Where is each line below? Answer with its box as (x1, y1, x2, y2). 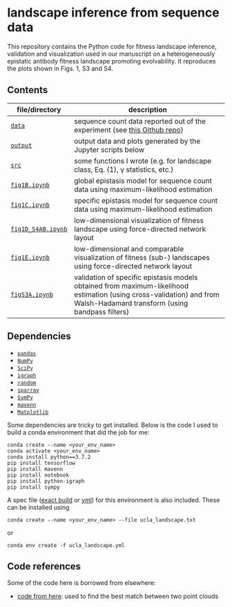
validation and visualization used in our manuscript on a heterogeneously (7, 50, 215, 58)
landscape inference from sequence (7, 5, 220, 21)
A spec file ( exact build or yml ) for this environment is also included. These (7, 495, 220, 504)
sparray (17, 386, 39, 394)
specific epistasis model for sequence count (73, 195, 218, 205)
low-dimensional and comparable (73, 243, 184, 253)
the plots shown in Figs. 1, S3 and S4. (7, 64, 114, 72)
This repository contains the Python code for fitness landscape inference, (7, 42, 217, 50)
